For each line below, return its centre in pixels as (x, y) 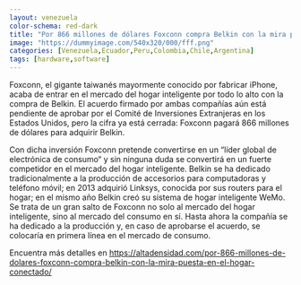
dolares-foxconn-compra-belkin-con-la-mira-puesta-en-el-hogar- (132, 262)
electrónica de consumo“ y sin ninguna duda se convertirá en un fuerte (140, 159)
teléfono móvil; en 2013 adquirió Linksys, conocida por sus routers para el (146, 188)
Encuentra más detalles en (58, 253)
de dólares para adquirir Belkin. (67, 132)
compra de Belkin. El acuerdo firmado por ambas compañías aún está (138, 104)
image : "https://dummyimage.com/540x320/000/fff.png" (112, 43)
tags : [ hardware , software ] (60, 59)
